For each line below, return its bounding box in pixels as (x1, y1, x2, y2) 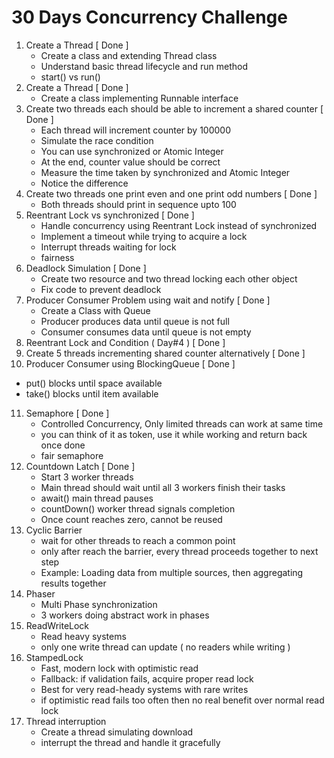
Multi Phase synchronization (40, 598, 158, 610)
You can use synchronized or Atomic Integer (40, 145, 224, 157)
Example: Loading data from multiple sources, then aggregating (40, 566, 304, 578)
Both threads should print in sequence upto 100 (40, 198, 237, 210)
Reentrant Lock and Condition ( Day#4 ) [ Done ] (25, 336, 226, 348)
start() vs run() (40, 71, 101, 83)
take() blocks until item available (25, 387, 159, 400)
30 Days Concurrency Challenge (11, 6, 288, 29)
